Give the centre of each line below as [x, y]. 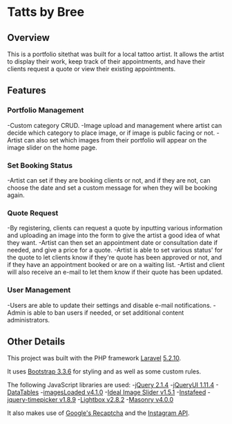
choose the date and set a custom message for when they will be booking [112, 187]
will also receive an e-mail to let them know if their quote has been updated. [115, 272]
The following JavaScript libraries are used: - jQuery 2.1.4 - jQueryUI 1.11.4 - [113, 385]
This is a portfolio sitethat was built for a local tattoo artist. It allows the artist [116, 54]
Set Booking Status [40, 165]
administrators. [29, 320]
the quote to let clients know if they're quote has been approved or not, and [115, 257]
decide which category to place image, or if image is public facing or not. [111, 133]
